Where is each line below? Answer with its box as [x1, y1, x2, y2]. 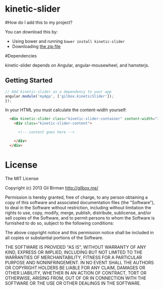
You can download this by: [5, 29, 58, 34]
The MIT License [5, 175, 39, 181]
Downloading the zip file [12, 43, 61, 49]
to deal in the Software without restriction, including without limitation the [5, 205, 151, 210]
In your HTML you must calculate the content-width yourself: [5, 107, 127, 113]
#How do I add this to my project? [5, 19, 73, 25]
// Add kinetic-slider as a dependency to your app [5, 89, 112, 94]
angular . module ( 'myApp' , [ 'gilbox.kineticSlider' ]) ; [5, 94, 114, 99]
